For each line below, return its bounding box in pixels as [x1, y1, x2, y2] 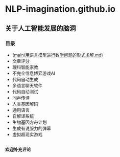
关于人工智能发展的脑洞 [5, 24, 76, 32]
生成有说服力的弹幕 [12, 125, 51, 131]
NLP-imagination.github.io [5, 3, 116, 15]
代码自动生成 [12, 76, 38, 82]
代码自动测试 [12, 89, 38, 94]
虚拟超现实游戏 [12, 131, 43, 137]
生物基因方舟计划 [12, 119, 47, 125]
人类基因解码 [12, 101, 38, 107]
